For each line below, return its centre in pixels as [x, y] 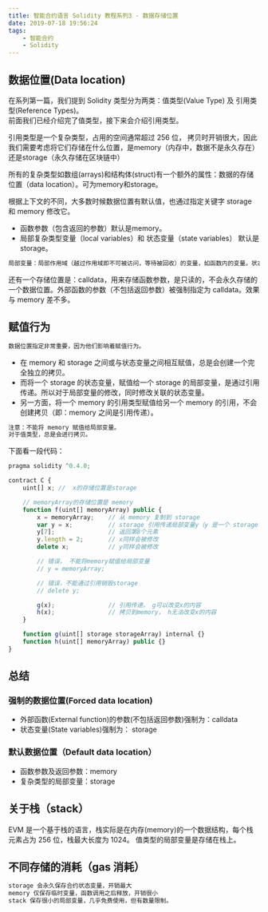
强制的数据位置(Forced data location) [81, 701]
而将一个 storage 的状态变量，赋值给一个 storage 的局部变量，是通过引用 [140, 382]
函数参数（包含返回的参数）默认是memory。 [93, 228]
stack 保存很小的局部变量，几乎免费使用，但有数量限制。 [91, 901]
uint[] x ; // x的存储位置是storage [80, 488]
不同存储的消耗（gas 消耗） [77, 867]
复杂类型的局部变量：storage [67, 781]
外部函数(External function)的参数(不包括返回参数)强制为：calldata [129, 720]
